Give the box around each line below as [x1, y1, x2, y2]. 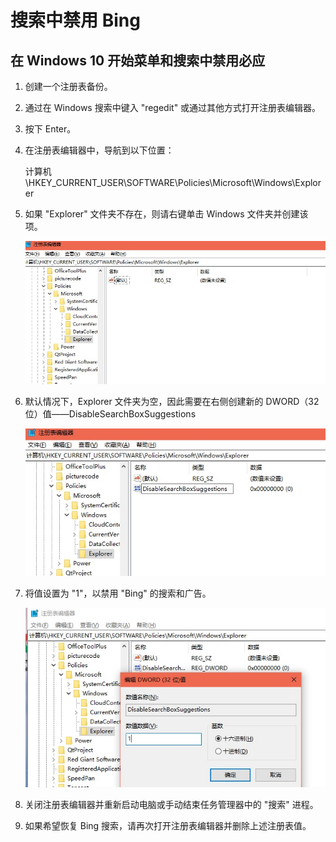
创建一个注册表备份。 [24, 81, 113, 92]
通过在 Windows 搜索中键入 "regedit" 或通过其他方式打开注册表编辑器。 [24, 102, 322, 113]
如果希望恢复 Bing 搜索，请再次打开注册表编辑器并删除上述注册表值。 [24, 819, 312, 831]
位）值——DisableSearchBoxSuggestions [24, 408, 197, 420]
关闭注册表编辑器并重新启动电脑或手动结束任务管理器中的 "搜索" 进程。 [24, 798, 319, 810]
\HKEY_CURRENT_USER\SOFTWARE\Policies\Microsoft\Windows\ [24, 177, 296, 188]
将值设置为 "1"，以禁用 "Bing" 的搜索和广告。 [24, 587, 212, 599]
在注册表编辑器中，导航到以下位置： [24, 144, 175, 156]
